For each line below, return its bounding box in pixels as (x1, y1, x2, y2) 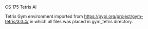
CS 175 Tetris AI (5, 4, 37, 10)
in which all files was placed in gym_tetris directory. (29, 19, 133, 24)
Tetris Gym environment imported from (5, 14, 83, 19)
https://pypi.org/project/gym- (84, 14, 143, 19)
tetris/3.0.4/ (5, 19, 29, 24)
